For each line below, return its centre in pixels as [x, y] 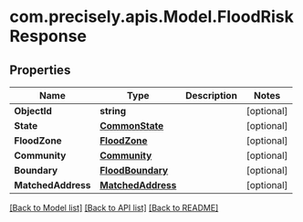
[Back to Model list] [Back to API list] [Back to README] [114, 208]
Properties [40, 70]
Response [48, 36]
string [113, 111]
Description [211, 95]
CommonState [132, 126]
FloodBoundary [134, 170]
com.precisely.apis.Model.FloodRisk [151, 17]
